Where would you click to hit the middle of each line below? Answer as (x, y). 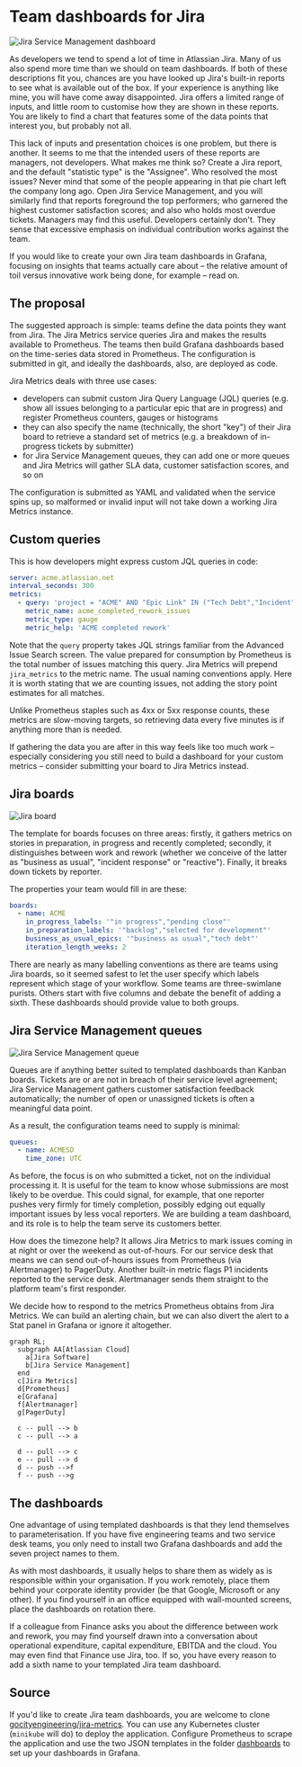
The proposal (47, 303)
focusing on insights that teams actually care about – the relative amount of (149, 265)
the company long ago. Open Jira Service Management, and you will (136, 191)
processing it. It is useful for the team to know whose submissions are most (149, 1185)
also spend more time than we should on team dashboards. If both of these (148, 68)
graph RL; (28, 1342)
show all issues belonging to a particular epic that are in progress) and (152, 407)
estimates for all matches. (57, 692)
